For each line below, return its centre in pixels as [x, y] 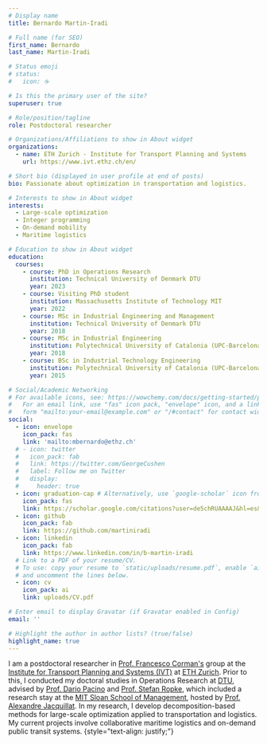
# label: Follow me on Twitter [71, 471]
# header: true [48, 486]
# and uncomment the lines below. [72, 575]
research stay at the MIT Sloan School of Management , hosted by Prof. [124, 698]
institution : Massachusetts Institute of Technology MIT [126, 301]
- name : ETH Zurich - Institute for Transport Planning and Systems [131, 155]
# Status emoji [33, 67]
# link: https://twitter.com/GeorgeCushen [90, 464]
